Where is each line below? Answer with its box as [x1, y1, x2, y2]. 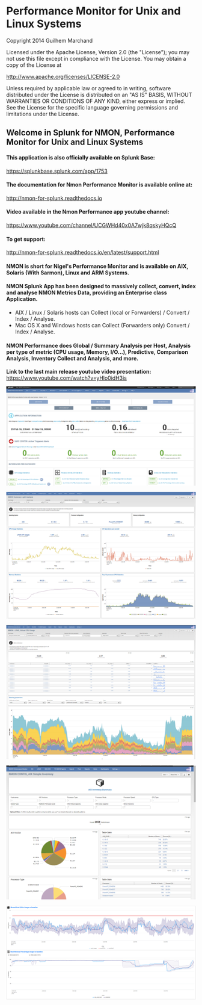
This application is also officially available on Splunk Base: [6, 153, 155, 161]
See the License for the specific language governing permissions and [6, 104, 179, 111]
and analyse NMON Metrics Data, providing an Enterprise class [6, 289, 167, 296]
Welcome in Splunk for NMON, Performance [6, 128, 175, 138]
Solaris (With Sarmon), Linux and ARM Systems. [6, 269, 129, 276]
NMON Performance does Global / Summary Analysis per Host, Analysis [6, 342, 191, 349]
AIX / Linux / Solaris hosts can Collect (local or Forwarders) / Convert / [14, 309, 190, 316]
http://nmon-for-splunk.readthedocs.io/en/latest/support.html [6, 249, 159, 256]
